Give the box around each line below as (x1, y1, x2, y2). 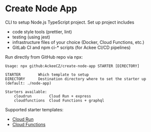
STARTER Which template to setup (5, 72, 90, 77)
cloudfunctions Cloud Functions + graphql (14, 98, 105, 103)
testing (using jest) (12, 34, 51, 40)
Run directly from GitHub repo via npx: (5, 54, 83, 60)
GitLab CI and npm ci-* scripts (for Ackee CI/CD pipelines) (12, 44, 131, 50)
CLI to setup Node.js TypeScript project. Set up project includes (5, 19, 134, 25)
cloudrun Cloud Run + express (14, 94, 91, 99)
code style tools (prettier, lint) (12, 29, 72, 34)
